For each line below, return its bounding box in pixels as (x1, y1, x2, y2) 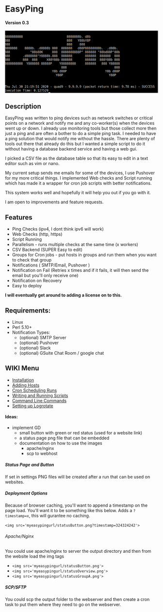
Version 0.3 (5, 19, 29, 25)
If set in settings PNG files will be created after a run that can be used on (5, 474, 150, 480)
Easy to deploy (12, 283, 42, 289)
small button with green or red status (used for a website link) (19, 430, 143, 436)
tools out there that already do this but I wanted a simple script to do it (5, 141, 146, 147)
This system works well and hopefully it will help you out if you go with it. (5, 190, 151, 196)
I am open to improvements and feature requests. (5, 199, 104, 205)
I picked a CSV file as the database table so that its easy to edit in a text (5, 155, 148, 161)
